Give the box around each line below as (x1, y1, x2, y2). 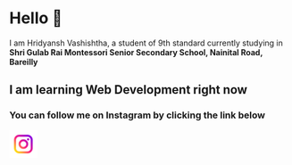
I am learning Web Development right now (9, 82, 248, 97)
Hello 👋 (9, 8, 63, 29)
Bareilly (9, 56, 38, 67)
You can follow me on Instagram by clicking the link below (9, 109, 266, 121)
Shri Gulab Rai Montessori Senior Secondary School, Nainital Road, (9, 46, 263, 57)
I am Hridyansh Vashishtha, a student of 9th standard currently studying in (9, 37, 283, 48)
